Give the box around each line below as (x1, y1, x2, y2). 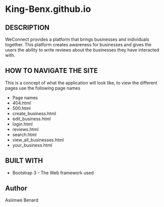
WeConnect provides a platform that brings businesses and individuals (5, 36, 150, 42)
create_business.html (12, 110, 56, 116)
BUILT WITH (5, 156, 43, 165)
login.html (12, 121, 33, 127)
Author (5, 184, 27, 193)
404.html (12, 100, 31, 106)
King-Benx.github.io (5, 3, 91, 15)
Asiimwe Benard (5, 197, 39, 203)
